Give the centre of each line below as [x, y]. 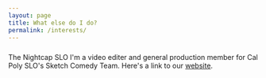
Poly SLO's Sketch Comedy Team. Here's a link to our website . [110, 65]
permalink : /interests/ [48, 30]
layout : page [30, 15]
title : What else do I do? [53, 23]
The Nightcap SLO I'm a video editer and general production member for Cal [133, 57]
